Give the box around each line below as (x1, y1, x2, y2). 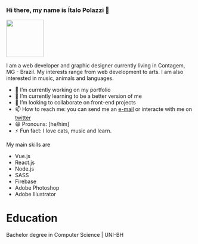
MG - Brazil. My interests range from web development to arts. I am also (6, 69, 184, 76)
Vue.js (14, 153, 31, 160)
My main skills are (6, 141, 51, 149)
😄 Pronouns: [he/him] (14, 121, 70, 128)
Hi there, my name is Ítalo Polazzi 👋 (6, 6, 110, 14)
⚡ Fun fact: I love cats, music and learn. (14, 127, 112, 134)
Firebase (14, 178, 37, 185)
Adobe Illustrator (14, 191, 57, 198)
